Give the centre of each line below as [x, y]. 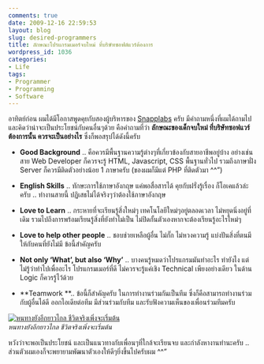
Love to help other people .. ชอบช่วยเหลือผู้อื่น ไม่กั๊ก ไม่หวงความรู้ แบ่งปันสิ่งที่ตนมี [136, 235]
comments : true [33, 15]
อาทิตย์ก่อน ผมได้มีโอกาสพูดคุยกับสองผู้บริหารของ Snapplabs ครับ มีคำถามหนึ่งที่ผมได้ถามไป [130, 118]
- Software [26, 96]
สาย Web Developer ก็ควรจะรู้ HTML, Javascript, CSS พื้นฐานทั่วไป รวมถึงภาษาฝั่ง [138, 161]
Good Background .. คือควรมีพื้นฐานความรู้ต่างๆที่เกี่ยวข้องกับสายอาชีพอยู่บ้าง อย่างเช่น [136, 152]
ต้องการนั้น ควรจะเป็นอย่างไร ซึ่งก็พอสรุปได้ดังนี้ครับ [74, 137]
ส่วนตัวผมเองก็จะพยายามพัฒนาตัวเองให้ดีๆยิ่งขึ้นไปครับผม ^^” [87, 351]
